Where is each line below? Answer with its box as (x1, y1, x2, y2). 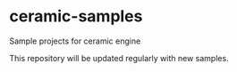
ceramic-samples (9, 6, 143, 27)
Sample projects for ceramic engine (9, 36, 141, 46)
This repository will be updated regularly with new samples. (9, 52, 230, 63)
